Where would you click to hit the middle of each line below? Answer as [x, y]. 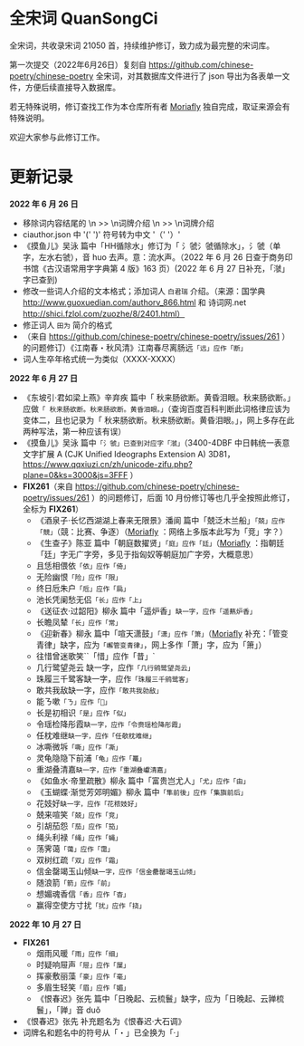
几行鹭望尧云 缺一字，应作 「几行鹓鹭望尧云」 [115, 667]
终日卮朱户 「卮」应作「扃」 [83, 588]
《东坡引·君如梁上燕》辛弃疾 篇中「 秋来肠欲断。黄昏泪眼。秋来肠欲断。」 [157, 397]
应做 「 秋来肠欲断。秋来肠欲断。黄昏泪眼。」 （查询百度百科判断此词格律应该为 [156, 408]
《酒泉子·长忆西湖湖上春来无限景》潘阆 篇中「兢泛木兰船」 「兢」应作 [161, 520]
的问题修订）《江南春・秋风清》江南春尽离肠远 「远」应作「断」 [134, 347]
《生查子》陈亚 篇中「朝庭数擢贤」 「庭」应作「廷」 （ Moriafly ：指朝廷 [160, 542]
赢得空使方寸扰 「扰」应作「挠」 [91, 905]
